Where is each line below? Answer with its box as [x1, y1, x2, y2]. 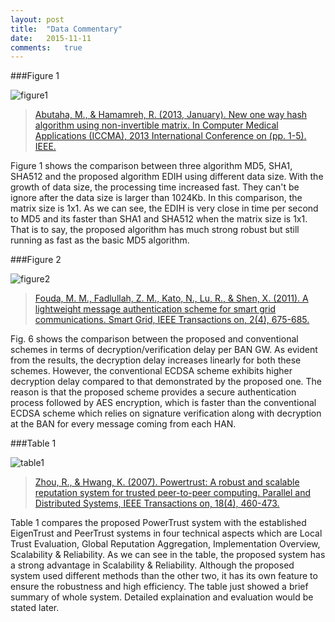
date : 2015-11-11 [10, 33, 92, 43]
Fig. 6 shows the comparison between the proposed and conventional [10, 333, 299, 345]
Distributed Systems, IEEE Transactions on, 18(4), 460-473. [34, 497, 280, 510]
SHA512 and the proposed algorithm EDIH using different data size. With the [10, 171, 324, 183]
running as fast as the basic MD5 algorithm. [10, 234, 190, 246]
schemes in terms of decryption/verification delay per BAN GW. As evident [10, 344, 318, 356]
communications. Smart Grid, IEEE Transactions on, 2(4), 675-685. [34, 314, 310, 326]
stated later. [10, 602, 60, 614]
